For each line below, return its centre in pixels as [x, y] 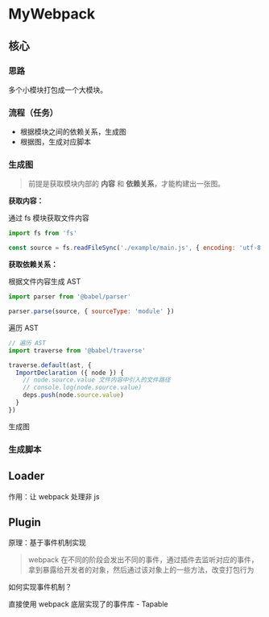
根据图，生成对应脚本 [55, 142]
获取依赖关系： [33, 265]
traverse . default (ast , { [50, 365]
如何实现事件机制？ [40, 587]
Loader [27, 476]
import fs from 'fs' [43, 233]
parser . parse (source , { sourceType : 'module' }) [91, 311]
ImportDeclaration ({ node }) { [70, 373]
